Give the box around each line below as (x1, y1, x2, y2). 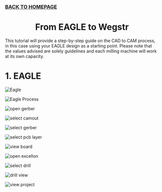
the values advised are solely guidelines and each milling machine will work (5, 48, 157, 54)
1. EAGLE (5, 71, 41, 82)
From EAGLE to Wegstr (35, 22, 129, 33)
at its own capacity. (5, 53, 44, 59)
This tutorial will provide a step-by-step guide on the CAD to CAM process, (5, 38, 156, 44)
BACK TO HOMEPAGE (5, 3, 57, 10)
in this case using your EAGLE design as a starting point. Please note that (5, 43, 152, 48)
